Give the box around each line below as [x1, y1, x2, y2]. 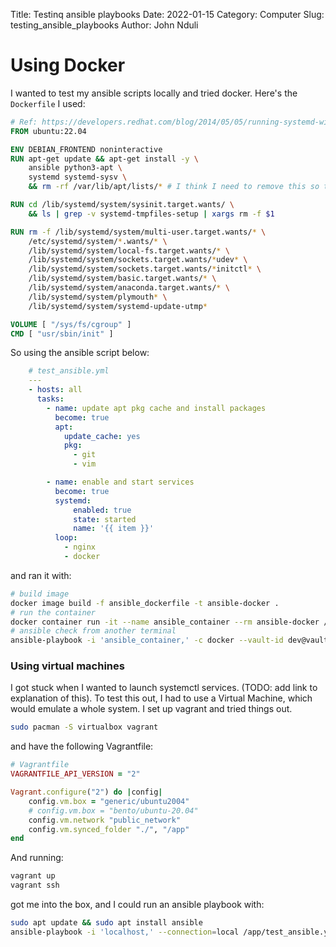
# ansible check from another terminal [10, 626, 177, 636]
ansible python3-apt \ [28, 163, 123, 173]
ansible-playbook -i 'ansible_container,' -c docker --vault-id [10, 635, 284, 646]
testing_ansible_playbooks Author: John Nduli [10, 19, 199, 31]
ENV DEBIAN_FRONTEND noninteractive [10, 144, 163, 154]
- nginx [63, 542, 97, 553]
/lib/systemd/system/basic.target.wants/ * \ [28, 274, 217, 284]
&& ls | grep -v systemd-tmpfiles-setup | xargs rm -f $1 [28, 209, 275, 219]
